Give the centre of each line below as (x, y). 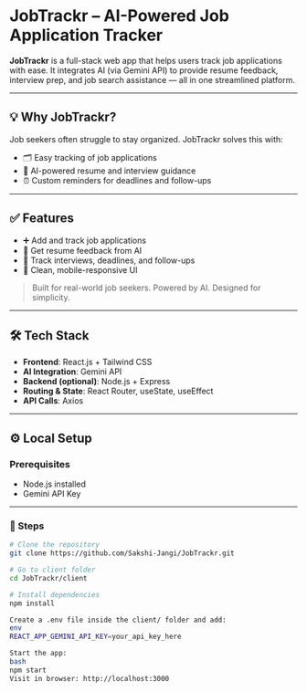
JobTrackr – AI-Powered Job (120, 16)
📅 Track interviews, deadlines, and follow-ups (109, 260)
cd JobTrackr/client (49, 578)
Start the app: (38, 654)
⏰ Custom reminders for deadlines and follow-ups (117, 180)
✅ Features (42, 219)
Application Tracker (86, 35)
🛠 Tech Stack (49, 336)
